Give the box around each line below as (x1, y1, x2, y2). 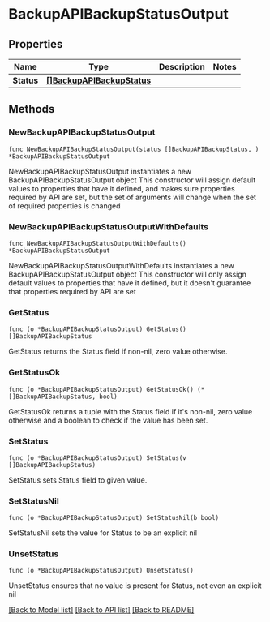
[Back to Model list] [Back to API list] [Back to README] (8, 605, 195, 615)
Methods (8, 102, 55, 116)
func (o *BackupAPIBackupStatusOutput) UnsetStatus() (8, 567, 195, 575)
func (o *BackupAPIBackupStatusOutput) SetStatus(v (8, 453, 186, 462)
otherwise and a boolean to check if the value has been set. (8, 415, 208, 425)
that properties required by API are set (8, 286, 136, 296)
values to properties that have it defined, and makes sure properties (8, 183, 235, 193)
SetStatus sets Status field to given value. (8, 475, 148, 485)
